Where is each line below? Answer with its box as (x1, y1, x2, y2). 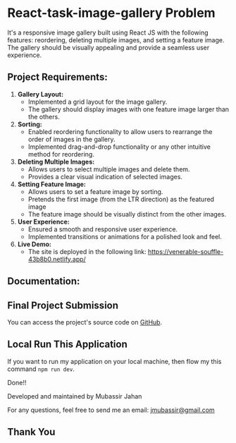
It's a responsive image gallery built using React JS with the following (7, 28, 209, 37)
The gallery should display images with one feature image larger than (27, 104, 230, 114)
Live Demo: (17, 240, 51, 248)
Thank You (7, 426, 56, 438)
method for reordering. (27, 150, 95, 158)
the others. (27, 112, 60, 121)
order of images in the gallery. (27, 135, 116, 143)
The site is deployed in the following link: (27, 247, 147, 255)
